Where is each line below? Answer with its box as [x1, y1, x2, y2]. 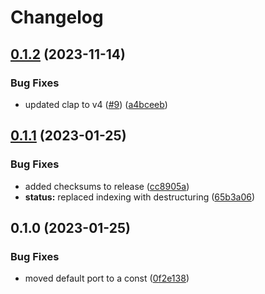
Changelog [10, 6, 104, 29]
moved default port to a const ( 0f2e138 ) [24, 272, 190, 285]
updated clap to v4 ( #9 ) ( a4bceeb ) [24, 98, 168, 110]
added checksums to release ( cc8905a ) [24, 180, 190, 192]
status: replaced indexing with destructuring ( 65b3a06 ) [24, 191, 256, 203]
